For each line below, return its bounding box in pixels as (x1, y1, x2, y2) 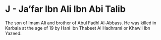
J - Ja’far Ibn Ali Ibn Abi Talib (5, 3, 126, 15)
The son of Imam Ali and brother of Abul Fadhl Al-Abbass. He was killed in (5, 20, 157, 26)
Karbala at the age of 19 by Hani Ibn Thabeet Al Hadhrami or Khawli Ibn (5, 25, 151, 31)
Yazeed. (5, 30, 22, 36)
